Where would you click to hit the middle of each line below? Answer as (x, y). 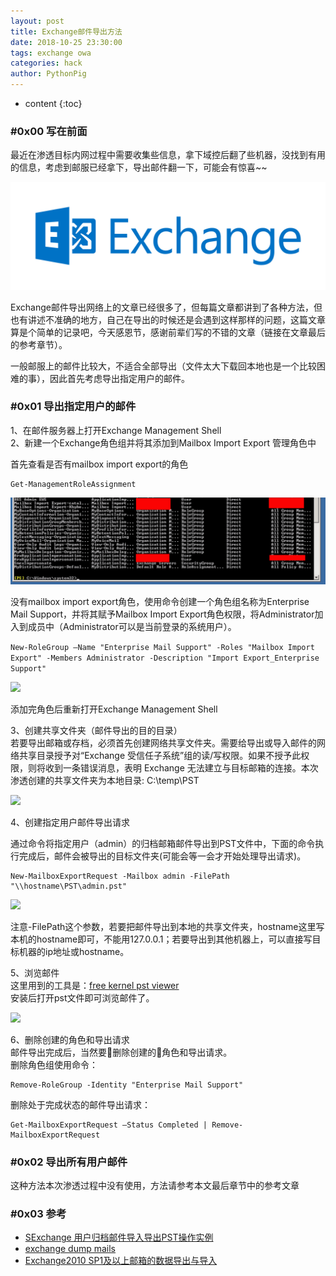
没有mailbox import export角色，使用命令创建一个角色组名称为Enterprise (160, 601)
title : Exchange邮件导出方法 (66, 31)
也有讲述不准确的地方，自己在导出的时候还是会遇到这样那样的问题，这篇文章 (168, 319)
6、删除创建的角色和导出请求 (70, 1039)
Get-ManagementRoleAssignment (73, 484)
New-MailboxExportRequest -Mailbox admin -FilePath (120, 876)
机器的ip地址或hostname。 (74, 951)
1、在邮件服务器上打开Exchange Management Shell (116, 430)
